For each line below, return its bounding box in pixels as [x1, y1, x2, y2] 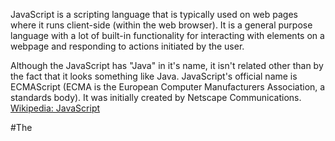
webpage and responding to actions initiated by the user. [10, 40, 245, 52]
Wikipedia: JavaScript [10, 102, 101, 114]
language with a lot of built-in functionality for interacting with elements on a [10, 30, 325, 41]
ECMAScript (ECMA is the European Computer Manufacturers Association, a [10, 81, 326, 93]
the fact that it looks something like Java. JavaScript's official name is [10, 70, 298, 82]
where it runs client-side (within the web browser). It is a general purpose [10, 19, 313, 31]
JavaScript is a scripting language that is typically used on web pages [10, 9, 298, 20]
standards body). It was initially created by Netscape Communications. [10, 92, 302, 103]
